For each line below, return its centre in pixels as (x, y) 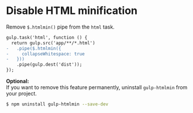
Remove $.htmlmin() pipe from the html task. (61, 27)
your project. (21, 94)
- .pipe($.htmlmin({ (34, 48)
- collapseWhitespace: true (45, 54)
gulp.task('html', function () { (47, 37)
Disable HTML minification (72, 11)
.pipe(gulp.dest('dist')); (49, 65)
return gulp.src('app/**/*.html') (53, 43)
